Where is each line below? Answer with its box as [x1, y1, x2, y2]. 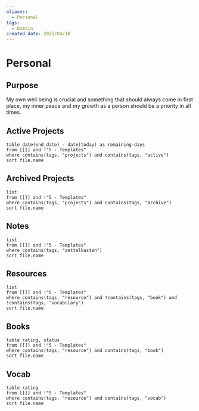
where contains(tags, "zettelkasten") [6, 247, 102, 253]
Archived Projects [6, 173, 74, 183]
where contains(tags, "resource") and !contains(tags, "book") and [6, 295, 178, 301]
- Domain [11, 25, 33, 32]
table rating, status [6, 337, 60, 343]
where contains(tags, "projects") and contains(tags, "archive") [6, 200, 172, 205]
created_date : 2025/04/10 [6, 31, 70, 37]
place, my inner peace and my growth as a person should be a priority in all [6, 102, 191, 110]
